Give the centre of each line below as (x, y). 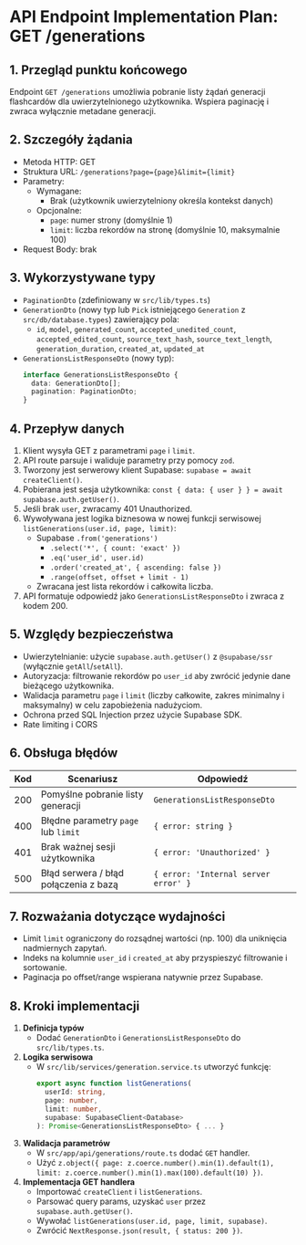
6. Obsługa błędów (64, 753)
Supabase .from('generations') (97, 538)
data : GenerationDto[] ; (76, 383)
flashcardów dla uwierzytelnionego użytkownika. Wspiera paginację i (139, 101)
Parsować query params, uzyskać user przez (121, 1201)
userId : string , (75, 1093)
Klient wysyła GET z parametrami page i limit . (109, 450)
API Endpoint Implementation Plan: (144, 17)
